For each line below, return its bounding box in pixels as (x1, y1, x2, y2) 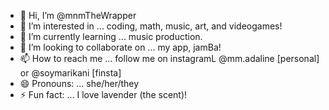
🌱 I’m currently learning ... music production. (19, 31, 203, 42)
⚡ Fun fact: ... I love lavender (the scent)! (19, 89, 188, 100)
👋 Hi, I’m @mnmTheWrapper (19, 10, 137, 21)
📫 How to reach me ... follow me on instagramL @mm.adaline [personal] (19, 53, 320, 64)
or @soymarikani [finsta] (19, 67, 122, 79)
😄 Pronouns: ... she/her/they (19, 78, 140, 89)
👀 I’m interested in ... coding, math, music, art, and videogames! (19, 20, 283, 32)
